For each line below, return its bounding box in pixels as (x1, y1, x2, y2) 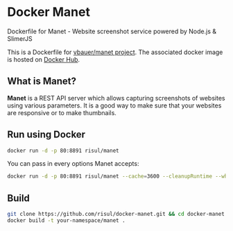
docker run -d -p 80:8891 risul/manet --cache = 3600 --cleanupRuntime (7, 173, 213, 180)
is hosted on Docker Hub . (7, 55, 80, 63)
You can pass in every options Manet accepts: (7, 160, 139, 168)
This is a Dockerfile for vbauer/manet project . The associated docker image (7, 48, 223, 56)
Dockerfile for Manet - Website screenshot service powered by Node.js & (7, 27, 217, 35)
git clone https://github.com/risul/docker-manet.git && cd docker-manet (7, 211, 225, 218)
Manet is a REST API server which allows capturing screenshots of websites (7, 94, 225, 102)
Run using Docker (7, 129, 85, 141)
